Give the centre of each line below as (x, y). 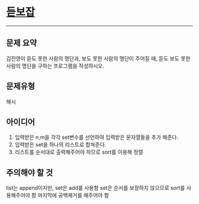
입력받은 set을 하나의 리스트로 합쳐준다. (60, 145)
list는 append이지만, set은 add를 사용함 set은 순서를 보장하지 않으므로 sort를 (96, 188)
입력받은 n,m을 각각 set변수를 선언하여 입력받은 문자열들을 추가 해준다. (97, 137)
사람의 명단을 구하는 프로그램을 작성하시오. (55, 66)
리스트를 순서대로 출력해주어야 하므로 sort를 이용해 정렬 (79, 152)
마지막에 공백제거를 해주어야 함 (73, 195)
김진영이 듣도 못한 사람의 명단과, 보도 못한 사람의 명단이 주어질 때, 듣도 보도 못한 (98, 58)
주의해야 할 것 (30, 172)
